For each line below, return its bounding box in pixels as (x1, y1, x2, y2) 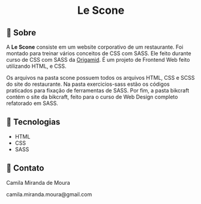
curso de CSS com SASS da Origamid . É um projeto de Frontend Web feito (6, 56, 190, 63)
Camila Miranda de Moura (6, 179, 70, 186)
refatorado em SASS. (6, 100, 58, 107)
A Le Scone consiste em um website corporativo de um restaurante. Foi (6, 43, 184, 50)
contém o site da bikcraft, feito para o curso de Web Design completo (6, 94, 178, 100)
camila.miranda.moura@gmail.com (6, 190, 92, 198)
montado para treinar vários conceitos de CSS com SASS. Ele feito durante (6, 50, 191, 57)
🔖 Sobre (6, 28, 37, 38)
